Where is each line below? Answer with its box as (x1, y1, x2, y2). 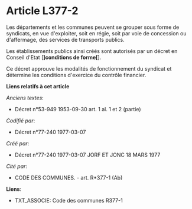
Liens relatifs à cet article (6, 82, 70, 89)
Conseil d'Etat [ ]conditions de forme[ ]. (6, 54, 102, 61)
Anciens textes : (6, 94, 44, 101)
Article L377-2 (6, 4, 79, 18)
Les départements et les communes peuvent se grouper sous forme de (6, 24, 180, 31)
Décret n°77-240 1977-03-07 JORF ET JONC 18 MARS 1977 (14, 151, 161, 158)
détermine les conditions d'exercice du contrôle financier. (6, 71, 147, 78)
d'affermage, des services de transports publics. (6, 36, 125, 43)
